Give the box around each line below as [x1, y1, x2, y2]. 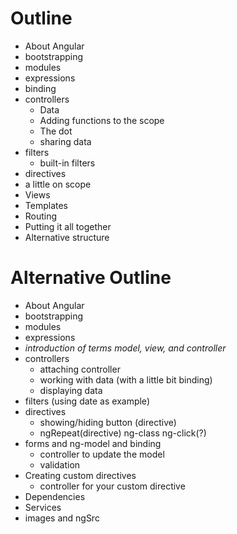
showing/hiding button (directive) [39, 416, 177, 428]
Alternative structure [24, 231, 110, 243]
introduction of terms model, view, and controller [24, 342, 227, 354]
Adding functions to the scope [39, 114, 165, 126]
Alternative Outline [10, 267, 172, 289]
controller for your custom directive [39, 480, 186, 492]
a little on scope [24, 178, 92, 190]
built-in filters [39, 157, 96, 169]
